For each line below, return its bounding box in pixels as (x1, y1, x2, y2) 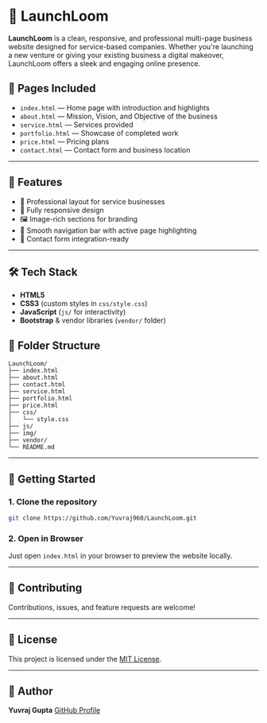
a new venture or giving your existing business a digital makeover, (8, 50, 224, 60)
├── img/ (8, 429, 37, 438)
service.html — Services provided (19, 119, 133, 130)
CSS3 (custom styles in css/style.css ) (19, 299, 148, 308)
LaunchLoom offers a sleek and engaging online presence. (8, 59, 201, 68)
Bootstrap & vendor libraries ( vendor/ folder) (19, 315, 167, 325)
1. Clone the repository (8, 496, 98, 507)
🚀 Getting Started (8, 472, 96, 485)
